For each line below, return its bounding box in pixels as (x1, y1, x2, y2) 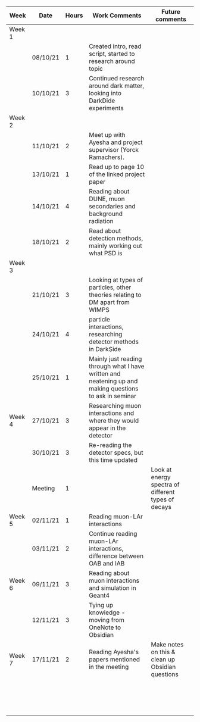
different (151, 488, 175, 496)
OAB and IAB (89, 560, 125, 567)
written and (89, 370, 121, 377)
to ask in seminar (89, 392, 137, 400)
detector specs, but (89, 449, 144, 457)
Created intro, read (89, 42, 142, 50)
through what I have (89, 362, 145, 370)
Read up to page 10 (89, 163, 145, 171)
